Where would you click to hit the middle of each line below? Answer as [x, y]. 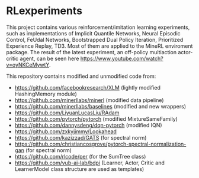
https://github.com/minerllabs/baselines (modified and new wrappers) [100, 106]
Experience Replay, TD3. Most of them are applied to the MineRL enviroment [99, 46]
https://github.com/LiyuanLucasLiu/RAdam [67, 113]
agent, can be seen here [49, 58]
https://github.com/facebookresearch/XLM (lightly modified [88, 87]
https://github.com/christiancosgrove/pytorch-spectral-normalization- [100, 144]
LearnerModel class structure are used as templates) [79, 169]
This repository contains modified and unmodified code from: [81, 76]
